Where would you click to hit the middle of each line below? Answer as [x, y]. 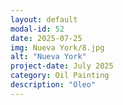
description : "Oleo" [53, 85]
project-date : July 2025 [62, 66]
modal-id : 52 [37, 29]
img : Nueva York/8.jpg [57, 47]
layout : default [44, 19]
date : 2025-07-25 [46, 38]
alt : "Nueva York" [48, 57]
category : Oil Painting [60, 76]
